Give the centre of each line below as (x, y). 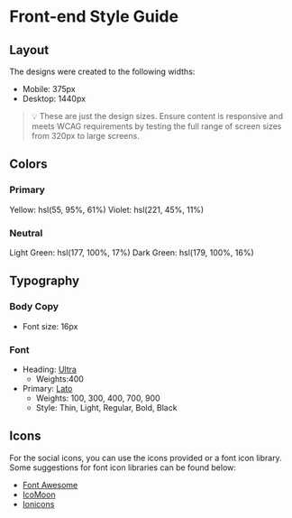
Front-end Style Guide (94, 17)
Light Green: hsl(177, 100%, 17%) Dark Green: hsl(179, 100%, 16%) (132, 252)
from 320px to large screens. (85, 136)
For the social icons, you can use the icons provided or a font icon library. (146, 458)
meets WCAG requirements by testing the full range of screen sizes (156, 126)
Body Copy (34, 307)
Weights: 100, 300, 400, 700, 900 (98, 398)
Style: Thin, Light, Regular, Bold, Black (106, 407)
